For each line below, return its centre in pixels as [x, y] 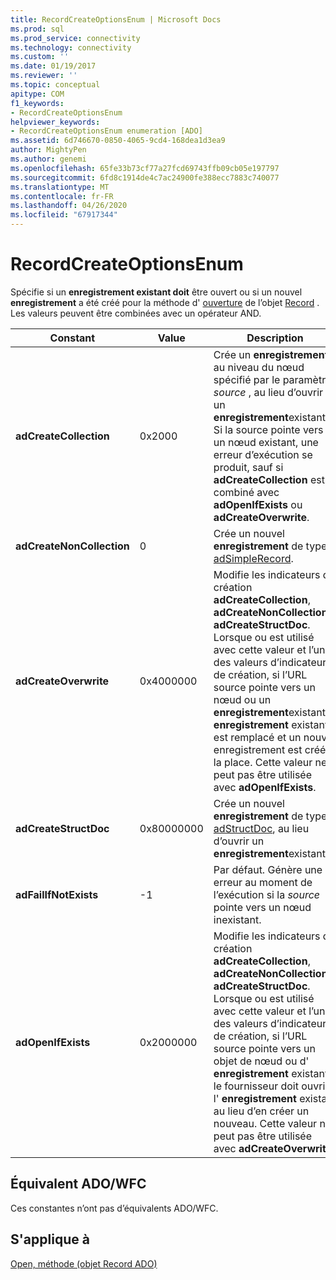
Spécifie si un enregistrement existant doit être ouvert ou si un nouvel [156, 292]
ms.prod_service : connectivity [75, 38]
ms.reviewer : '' [44, 76]
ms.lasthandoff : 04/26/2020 [69, 206]
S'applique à [50, 1239]
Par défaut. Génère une [268, 869]
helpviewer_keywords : [55, 122]
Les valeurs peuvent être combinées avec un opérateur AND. [136, 313]
